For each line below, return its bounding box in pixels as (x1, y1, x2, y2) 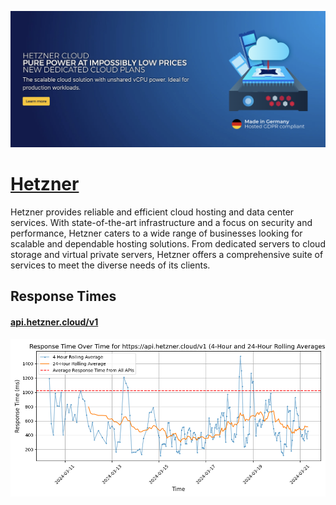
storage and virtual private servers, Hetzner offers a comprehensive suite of (10, 248, 324, 260)
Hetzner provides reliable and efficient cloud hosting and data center (10, 206, 295, 218)
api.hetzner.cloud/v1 (10, 316, 99, 328)
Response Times (10, 288, 117, 305)
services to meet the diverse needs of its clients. (10, 259, 211, 271)
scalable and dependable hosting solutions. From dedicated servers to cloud (10, 237, 326, 250)
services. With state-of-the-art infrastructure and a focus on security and (10, 216, 313, 228)
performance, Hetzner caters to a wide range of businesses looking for (10, 227, 303, 239)
